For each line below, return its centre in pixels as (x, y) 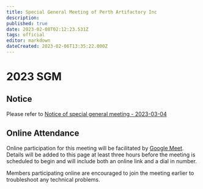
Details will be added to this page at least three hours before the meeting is (101, 155)
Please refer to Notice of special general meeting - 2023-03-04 (87, 114)
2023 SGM (34, 77)
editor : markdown (28, 40)
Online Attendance (43, 133)
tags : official (26, 35)
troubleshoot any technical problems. (53, 179)
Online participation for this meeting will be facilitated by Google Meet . (95, 148)
